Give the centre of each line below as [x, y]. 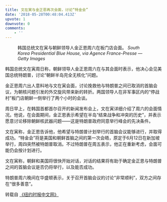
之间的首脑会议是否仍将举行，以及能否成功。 [51, 167]
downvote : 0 [17, 24]
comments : [15, 28]
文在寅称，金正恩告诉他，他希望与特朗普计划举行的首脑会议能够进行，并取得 [83, 132]
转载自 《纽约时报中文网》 [32, 194]
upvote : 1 [15, 19]
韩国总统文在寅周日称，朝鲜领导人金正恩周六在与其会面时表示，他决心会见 [81, 69]
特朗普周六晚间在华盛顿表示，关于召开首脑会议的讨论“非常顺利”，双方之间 [81, 178]
